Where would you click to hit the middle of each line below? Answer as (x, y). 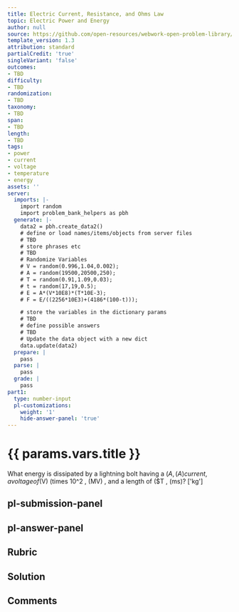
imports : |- (32, 200)
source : (19, 34)
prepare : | (30, 352)
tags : (15, 147)
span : (15, 120)
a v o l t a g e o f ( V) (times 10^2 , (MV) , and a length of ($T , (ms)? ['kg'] (105, 481)
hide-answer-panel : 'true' (60, 418)
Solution (26, 577)
